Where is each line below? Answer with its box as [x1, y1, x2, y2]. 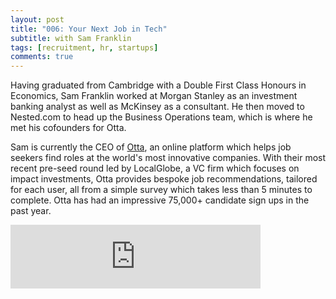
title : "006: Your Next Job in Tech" [10, 24, 168, 34]
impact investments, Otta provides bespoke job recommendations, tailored [10, 173, 318, 185]
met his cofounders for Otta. [10, 122, 127, 134]
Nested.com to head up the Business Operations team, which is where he [10, 111, 313, 123]
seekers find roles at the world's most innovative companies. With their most [10, 152, 327, 164]
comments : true [10, 52, 74, 62]
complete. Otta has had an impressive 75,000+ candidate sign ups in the [10, 194, 310, 206]
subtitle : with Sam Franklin [10, 33, 132, 43]
